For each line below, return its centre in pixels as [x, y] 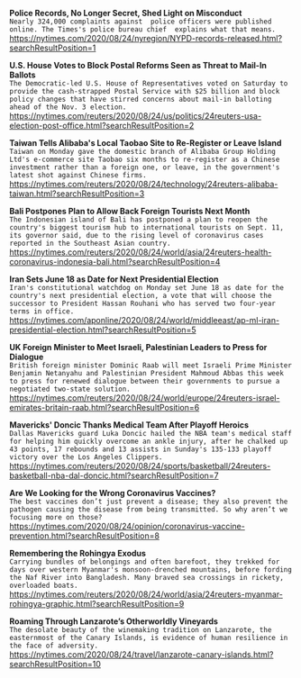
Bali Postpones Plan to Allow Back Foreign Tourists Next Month [130, 211]
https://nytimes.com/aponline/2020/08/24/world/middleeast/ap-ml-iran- [145, 320]
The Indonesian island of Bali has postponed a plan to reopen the [139, 220]
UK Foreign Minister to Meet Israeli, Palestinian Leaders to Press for [138, 347]
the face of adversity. [54, 646]
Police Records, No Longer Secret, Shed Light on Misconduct [126, 13]
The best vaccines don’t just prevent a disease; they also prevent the [149, 502]
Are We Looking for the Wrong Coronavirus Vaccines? [113, 493]
